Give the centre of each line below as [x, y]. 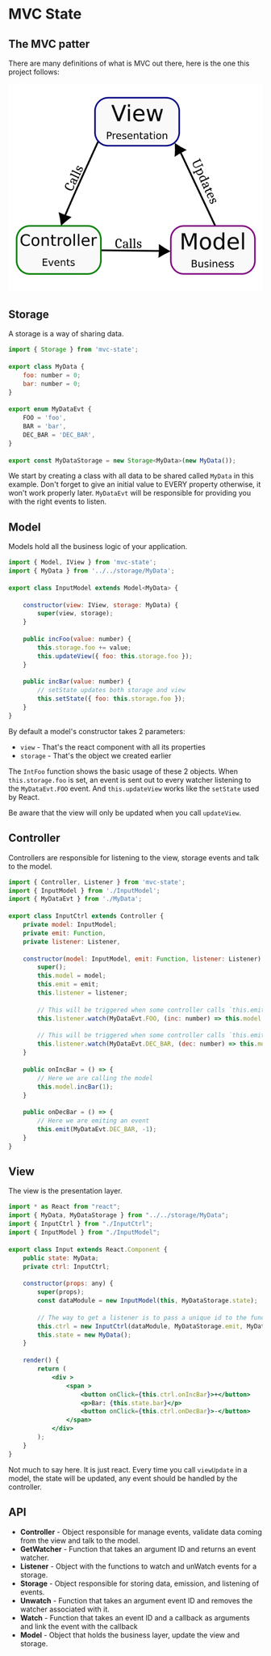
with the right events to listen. [58, 501]
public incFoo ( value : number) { [77, 640]
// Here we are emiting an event [94, 1121]
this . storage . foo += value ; [84, 648]
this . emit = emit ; [68, 984]
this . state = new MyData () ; [84, 1335]
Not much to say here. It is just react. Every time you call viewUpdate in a [128, 1469]
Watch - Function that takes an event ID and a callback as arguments [135, 1617]
